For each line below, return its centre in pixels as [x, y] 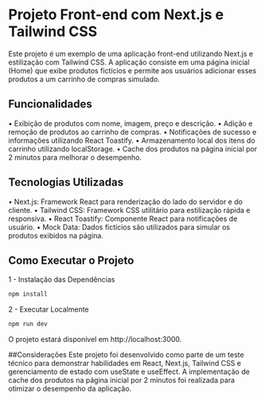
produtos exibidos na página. [56, 235]
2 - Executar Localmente [49, 309]
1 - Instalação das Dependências [62, 280]
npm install [28, 294]
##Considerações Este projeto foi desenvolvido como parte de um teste [126, 355]
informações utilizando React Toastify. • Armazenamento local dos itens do [132, 140]
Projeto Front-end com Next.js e [116, 15]
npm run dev [28, 324]
